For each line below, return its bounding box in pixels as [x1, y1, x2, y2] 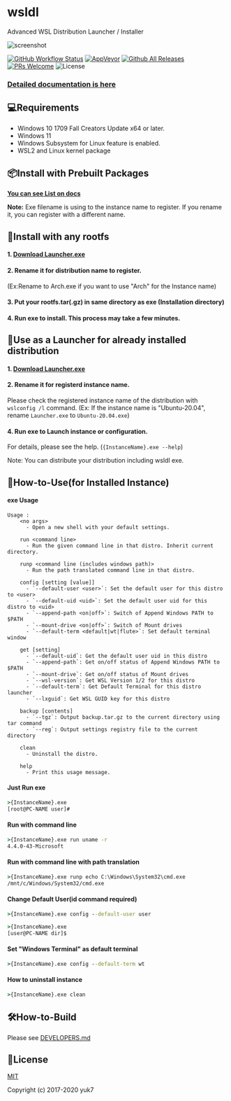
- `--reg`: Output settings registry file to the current [25, 726, 198, 733]
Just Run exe [7, 783, 46, 792]
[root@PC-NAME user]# [7, 806, 70, 813]
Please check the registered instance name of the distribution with [7, 396, 198, 405]
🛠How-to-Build [7, 1011, 77, 1023]
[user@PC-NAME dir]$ [7, 930, 68, 937]
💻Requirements [7, 102, 80, 114]
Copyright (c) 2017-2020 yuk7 [7, 1086, 94, 1094]
